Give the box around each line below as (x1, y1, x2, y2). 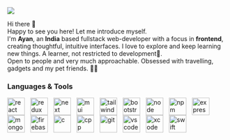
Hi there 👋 (7, 20, 36, 28)
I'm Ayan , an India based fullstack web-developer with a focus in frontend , (7, 35, 224, 42)
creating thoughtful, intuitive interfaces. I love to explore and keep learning (7, 42, 222, 50)
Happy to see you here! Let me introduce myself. (7, 27, 148, 36)
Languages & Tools (7, 81, 73, 91)
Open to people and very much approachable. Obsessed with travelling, (7, 57, 214, 65)
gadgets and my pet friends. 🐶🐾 (7, 64, 99, 72)
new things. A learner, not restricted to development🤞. (7, 49, 162, 58)
